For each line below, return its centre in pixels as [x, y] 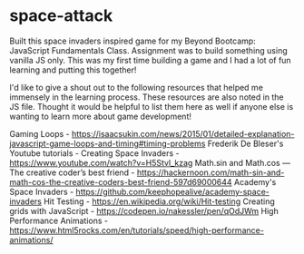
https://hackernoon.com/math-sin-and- [211, 172]
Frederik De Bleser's [245, 143]
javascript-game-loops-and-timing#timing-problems [108, 143]
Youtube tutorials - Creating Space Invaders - [94, 153]
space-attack [61, 16]
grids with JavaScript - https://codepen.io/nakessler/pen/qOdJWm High [144, 210]
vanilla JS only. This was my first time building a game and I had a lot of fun [151, 60]
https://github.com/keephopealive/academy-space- [173, 191]
